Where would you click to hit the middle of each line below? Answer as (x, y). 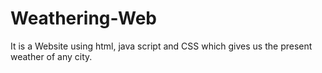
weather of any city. (51, 56)
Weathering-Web (83, 18)
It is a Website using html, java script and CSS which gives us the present (161, 46)
